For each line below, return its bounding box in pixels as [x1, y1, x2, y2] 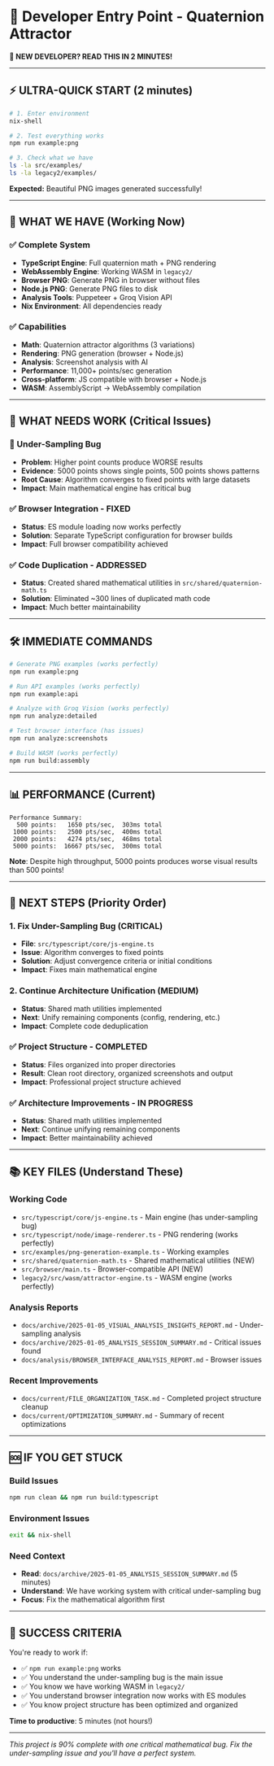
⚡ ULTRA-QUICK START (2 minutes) [9, 84, 194, 98]
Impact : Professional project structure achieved [20, 1077, 181, 1087]
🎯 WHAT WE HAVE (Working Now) [9, 215, 185, 229]
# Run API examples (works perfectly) [9, 682, 141, 691]
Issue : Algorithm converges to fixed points [20, 948, 164, 957]
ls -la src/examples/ [9, 162, 83, 170]
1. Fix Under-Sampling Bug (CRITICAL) [9, 920, 163, 931]
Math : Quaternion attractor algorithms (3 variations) [20, 339, 195, 349]
